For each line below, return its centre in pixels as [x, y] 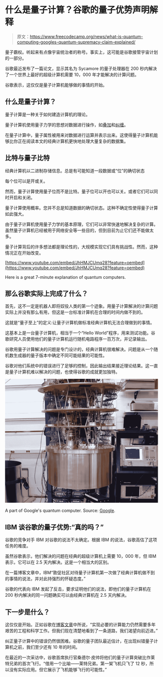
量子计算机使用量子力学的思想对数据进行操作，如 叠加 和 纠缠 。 [67, 125]
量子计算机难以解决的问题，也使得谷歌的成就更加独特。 [64, 372]
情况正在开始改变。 [24, 253]
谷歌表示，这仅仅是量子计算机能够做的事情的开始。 [56, 85]
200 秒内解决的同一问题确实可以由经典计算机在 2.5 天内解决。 [67, 595]
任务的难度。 [18, 546]
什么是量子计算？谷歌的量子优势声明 [77, 10]
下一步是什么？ [27, 612]
